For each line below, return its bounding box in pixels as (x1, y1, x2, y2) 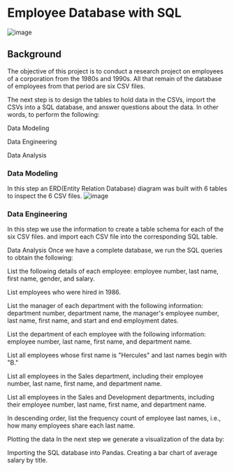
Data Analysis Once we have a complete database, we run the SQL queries (7, 246, 223, 255)
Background (7, 48, 61, 60)
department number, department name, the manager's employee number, (7, 309, 219, 318)
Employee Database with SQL (7, 5, 182, 21)
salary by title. (7, 456, 48, 465)
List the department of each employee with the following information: (7, 330, 206, 339)
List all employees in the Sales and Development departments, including (7, 393, 214, 402)
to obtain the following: (7, 253, 73, 262)
